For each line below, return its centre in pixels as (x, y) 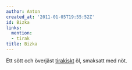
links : (14, 28)
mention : (22, 33)
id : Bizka (18, 22)
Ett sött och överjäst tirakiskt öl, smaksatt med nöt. (67, 60)
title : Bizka (22, 44)
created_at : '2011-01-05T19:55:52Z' (50, 17)
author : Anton (23, 11)
